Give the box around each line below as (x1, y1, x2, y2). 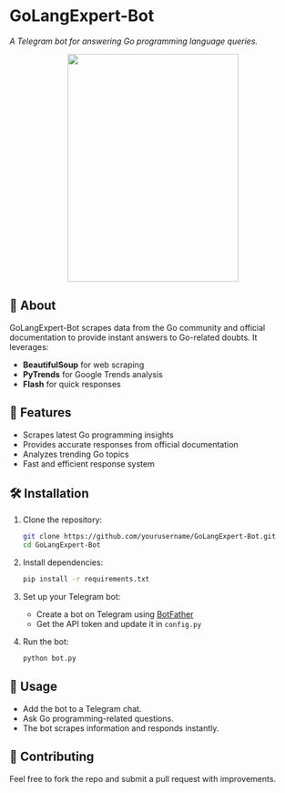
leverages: (9, 341, 49, 352)
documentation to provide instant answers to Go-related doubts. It (9, 332, 258, 343)
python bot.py (22, 654, 76, 663)
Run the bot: (22, 636, 69, 647)
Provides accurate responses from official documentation (22, 438, 239, 449)
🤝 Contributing (9, 749, 95, 765)
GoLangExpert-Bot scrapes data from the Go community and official (9, 322, 266, 333)
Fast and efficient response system (22, 458, 155, 469)
